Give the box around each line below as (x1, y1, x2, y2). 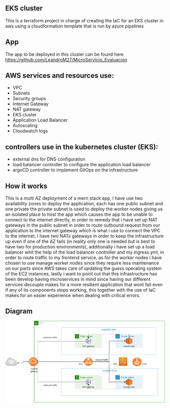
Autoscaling (12, 122, 38, 129)
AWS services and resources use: (5, 71, 114, 80)
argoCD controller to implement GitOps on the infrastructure (12, 167, 138, 173)
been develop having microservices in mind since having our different (5, 276, 151, 283)
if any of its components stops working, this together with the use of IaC (5, 287, 156, 293)
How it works (5, 181, 48, 190)
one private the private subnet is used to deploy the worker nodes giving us (5, 206, 163, 212)
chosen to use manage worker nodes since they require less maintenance (5, 260, 159, 266)
